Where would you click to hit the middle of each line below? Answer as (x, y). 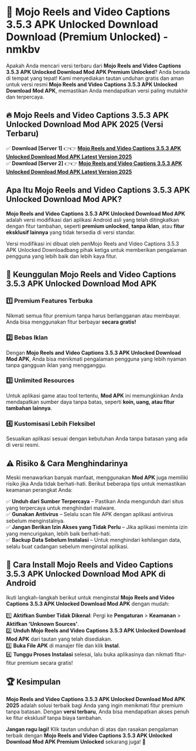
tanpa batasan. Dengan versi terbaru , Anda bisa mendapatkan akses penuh (98, 711)
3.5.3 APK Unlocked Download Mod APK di (86, 574)
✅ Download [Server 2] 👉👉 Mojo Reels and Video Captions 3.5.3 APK (94, 163)
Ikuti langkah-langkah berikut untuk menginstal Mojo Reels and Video (90, 597)
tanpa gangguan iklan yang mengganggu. (56, 365)
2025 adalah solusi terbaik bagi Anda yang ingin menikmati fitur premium (94, 705)
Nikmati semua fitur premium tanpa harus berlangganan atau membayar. (94, 316)
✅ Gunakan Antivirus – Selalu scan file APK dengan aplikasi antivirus (90, 514)
